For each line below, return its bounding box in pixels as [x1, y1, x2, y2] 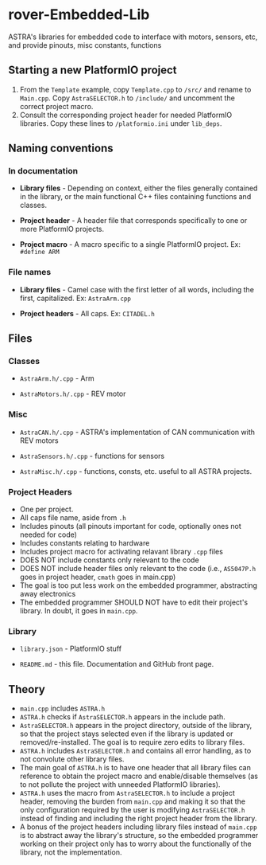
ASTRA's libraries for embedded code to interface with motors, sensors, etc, [8, 32, 258, 41]
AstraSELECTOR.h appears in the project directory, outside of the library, [19, 721, 253, 730]
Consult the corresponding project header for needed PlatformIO [19, 110, 233, 119]
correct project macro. [19, 101, 94, 111]
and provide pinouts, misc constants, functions [8, 40, 162, 49]
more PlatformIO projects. [19, 225, 105, 234]
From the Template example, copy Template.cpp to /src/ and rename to [19, 84, 252, 94]
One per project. [19, 504, 74, 515]
